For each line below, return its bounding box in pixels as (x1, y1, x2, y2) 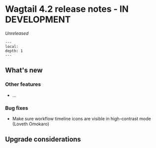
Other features (5, 81, 41, 88)
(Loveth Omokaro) (12, 121, 49, 127)
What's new (5, 66, 43, 74)
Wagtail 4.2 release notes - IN (5, 3, 129, 15)
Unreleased (5, 30, 29, 36)
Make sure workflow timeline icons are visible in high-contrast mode (12, 115, 151, 121)
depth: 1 (5, 48, 23, 53)
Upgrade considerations (5, 135, 81, 144)
